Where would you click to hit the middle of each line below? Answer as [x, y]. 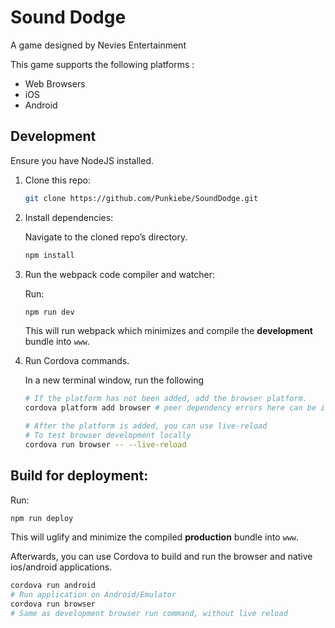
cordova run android [53, 586]
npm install [49, 255]
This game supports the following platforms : [102, 64]
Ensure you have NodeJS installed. [82, 160]
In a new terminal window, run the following [114, 380]
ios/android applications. [61, 567]
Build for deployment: [79, 476]
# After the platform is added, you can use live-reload [146, 426]
